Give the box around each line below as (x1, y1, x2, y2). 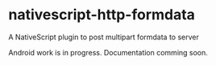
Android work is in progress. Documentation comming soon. (8, 47, 208, 57)
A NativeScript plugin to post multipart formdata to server (8, 32, 200, 42)
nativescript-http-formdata (8, 6, 196, 24)
